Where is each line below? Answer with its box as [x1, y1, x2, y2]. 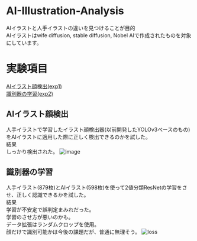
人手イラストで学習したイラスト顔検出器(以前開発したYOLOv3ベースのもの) [6, 126, 190, 133]
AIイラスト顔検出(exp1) [6, 83, 62, 90]
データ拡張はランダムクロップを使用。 [6, 220, 99, 228]
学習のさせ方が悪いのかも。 [6, 213, 74, 220]
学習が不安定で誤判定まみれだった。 [6, 206, 95, 213]
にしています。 [6, 39, 43, 46]
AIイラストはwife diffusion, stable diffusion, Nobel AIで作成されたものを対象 [6, 31, 192, 39]
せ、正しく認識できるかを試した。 [6, 191, 89, 198]
